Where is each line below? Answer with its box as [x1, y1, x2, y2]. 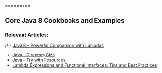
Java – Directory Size [12, 52, 55, 57]
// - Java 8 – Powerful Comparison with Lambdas [5, 42, 104, 48]
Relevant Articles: [5, 31, 49, 38]
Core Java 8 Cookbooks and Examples [5, 17, 125, 25]
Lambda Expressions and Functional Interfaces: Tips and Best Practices [12, 62, 157, 68]
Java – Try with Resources [12, 57, 66, 63]
